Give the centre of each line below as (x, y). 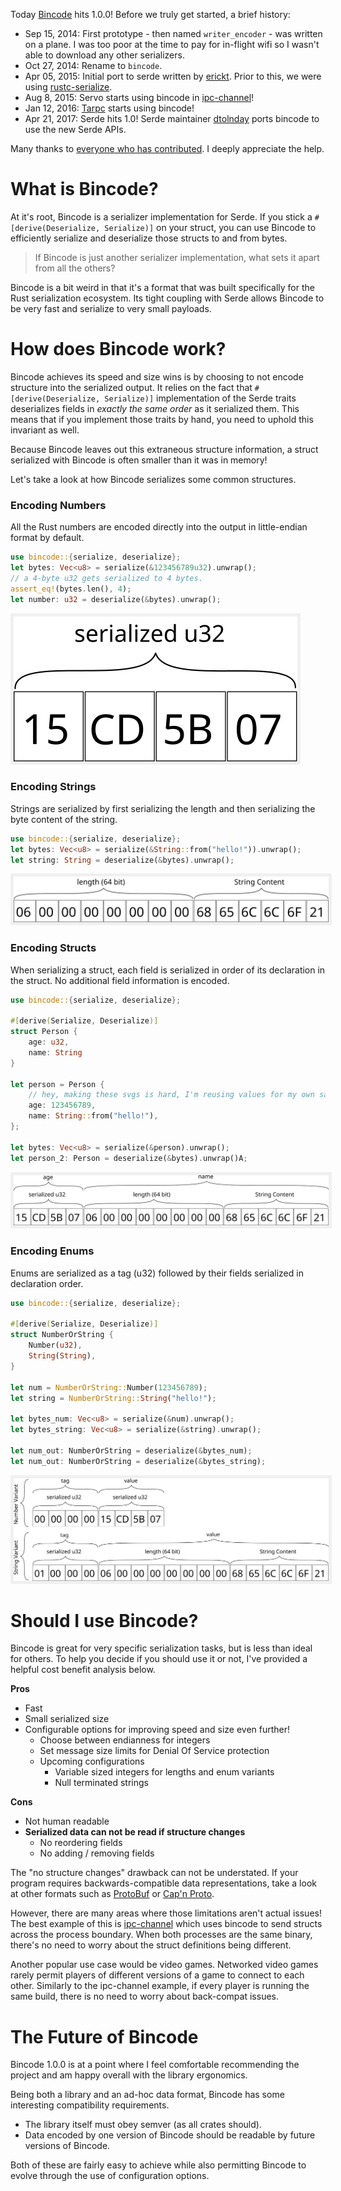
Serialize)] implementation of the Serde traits (200, 398)
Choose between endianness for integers (125, 1740)
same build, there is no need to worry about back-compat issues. (144, 1996)
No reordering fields (81, 1843)
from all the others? (75, 268)
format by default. (47, 538)
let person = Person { (57, 1084)
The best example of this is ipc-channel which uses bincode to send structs (166, 1924)
